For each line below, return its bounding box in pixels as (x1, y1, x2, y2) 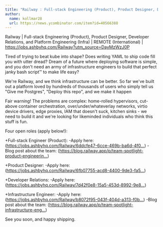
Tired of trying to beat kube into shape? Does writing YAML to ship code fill (5, 54, 155, 60)
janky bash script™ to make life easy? (5, 69, 79, 75)
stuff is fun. (5, 119, 28, 125)
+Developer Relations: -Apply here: (5, 177, 75, 183)
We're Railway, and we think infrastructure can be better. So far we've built (5, 79, 154, 84)
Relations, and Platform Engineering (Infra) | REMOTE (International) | (5, 39, 143, 45)
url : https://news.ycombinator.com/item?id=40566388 (9, 20, 118, 26)
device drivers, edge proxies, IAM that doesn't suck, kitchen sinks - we (5, 109, 147, 114)
